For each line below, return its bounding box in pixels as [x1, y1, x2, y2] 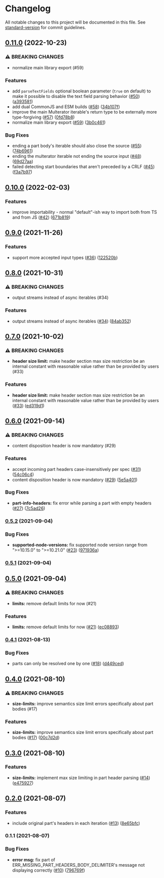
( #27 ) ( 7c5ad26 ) [12, 505, 46, 511]
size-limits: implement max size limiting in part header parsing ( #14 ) [12, 775, 150, 781]
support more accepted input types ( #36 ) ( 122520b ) [12, 254, 118, 261]
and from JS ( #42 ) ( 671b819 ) [12, 214, 70, 220]
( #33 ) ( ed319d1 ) [12, 403, 45, 409]
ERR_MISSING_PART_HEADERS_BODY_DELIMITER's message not [12, 862, 145, 868]
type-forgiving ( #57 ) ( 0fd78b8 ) [12, 114, 75, 120]
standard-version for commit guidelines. [5, 24, 86, 30]
